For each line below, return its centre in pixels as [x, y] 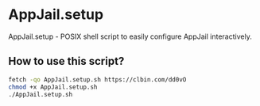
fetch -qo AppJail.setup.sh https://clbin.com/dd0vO [97, 79]
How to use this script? [66, 61]
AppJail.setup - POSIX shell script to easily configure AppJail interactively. [130, 36]
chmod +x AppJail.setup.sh [53, 87]
